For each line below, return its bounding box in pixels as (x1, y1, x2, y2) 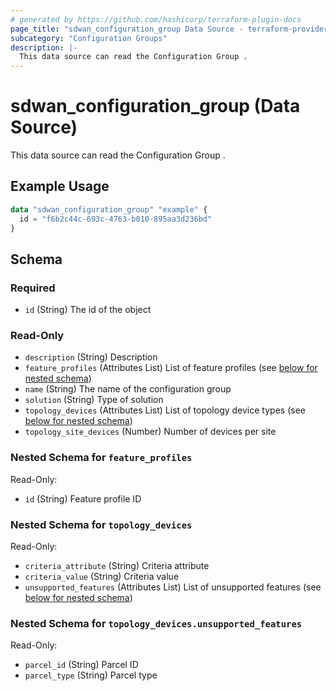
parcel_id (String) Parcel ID (24, 659, 139, 671)
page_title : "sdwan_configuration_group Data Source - (10, 24, 244, 34)
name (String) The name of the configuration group (24, 383, 232, 395)
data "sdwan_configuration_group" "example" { (10, 204, 208, 215)
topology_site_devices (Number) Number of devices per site (24, 426, 277, 438)
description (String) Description (24, 351, 158, 363)
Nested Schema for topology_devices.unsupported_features (10, 617, 303, 630)
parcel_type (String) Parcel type (24, 669, 158, 681)
